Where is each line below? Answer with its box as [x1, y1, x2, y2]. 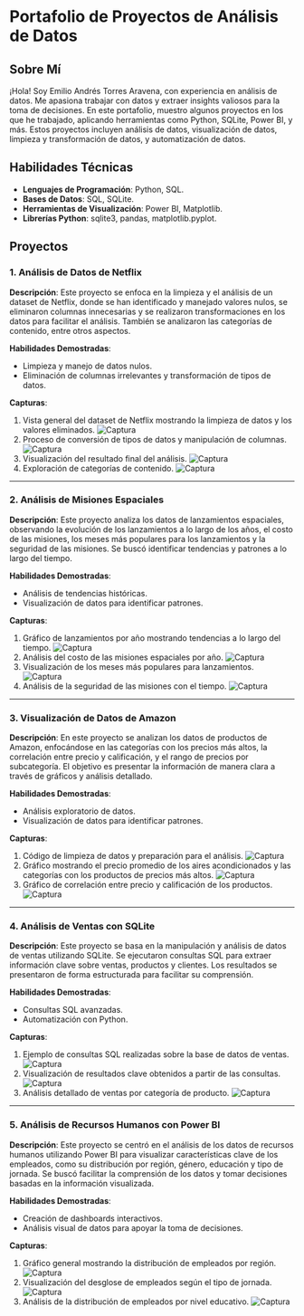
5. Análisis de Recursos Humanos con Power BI [9, 1119, 221, 1131]
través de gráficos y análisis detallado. [9, 771, 153, 782]
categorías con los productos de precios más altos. [22, 870, 214, 881]
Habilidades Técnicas [9, 160, 134, 176]
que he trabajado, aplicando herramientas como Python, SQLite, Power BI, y [9, 115, 293, 125]
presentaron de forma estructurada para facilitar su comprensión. [9, 969, 254, 980]
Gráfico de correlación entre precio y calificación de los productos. [22, 880, 273, 891]
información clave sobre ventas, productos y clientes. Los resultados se [9, 959, 278, 970]
